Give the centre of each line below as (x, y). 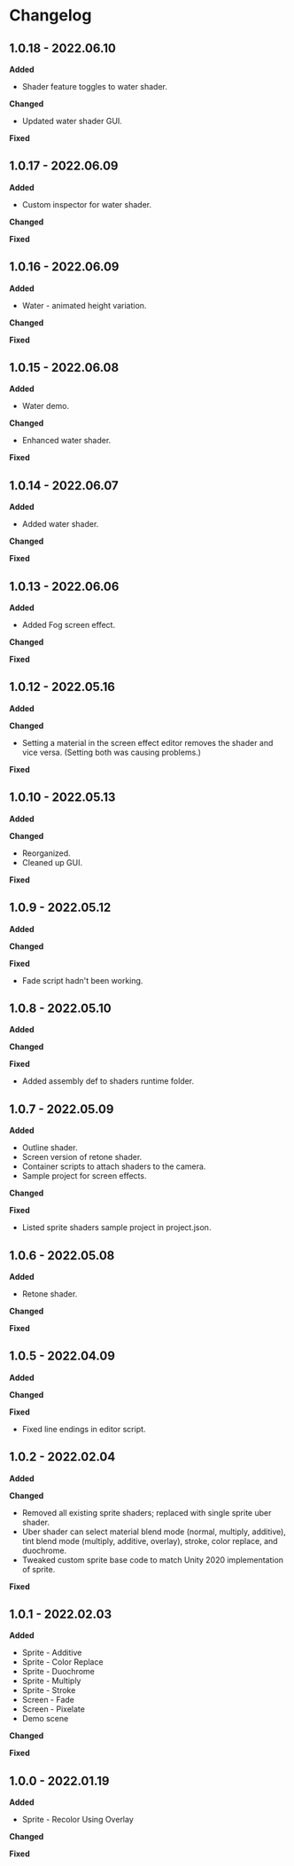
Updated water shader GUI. (72, 121)
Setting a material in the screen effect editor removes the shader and (147, 742)
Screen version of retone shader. (82, 1157)
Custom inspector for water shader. (87, 204)
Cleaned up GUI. (52, 862)
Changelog (50, 16)
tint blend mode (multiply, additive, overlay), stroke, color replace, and (150, 1541)
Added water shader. (60, 524)
